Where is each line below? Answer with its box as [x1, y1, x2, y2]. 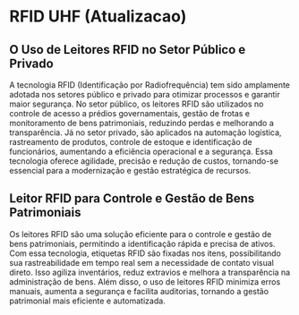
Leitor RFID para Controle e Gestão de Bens [9, 191, 255, 207]
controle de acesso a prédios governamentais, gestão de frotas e [9, 108, 251, 118]
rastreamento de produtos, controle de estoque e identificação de [9, 137, 252, 147]
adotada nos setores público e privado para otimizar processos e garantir [9, 89, 280, 99]
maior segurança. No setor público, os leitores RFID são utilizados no [9, 98, 264, 109]
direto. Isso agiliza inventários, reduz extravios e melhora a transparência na [9, 267, 291, 277]
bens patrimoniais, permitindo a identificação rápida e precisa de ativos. [9, 238, 276, 249]
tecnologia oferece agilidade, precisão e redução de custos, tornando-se [9, 156, 279, 166]
